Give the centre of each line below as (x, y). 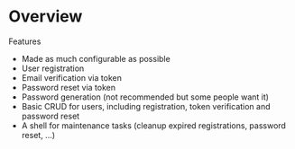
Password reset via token (69, 87)
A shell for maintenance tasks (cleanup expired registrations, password (153, 125)
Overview (46, 17)
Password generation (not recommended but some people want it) (145, 97)
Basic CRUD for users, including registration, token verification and (146, 106)
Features (25, 41)
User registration (53, 68)
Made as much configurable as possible (96, 58)
